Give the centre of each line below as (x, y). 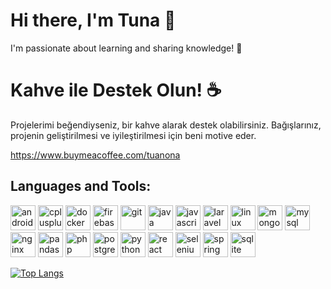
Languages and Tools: (81, 186)
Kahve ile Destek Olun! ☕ (116, 90)
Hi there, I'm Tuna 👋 (93, 20)
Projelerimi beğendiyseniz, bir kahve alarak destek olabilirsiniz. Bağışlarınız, (166, 125)
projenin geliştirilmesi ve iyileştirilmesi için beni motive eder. (133, 135)
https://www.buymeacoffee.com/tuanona (95, 155)
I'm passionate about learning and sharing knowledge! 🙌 (126, 48)
